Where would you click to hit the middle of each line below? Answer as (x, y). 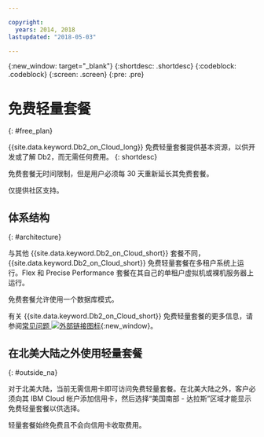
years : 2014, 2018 (46, 29)
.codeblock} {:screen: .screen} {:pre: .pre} (76, 75)
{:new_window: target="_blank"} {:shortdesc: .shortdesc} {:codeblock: (123, 66)
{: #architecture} (35, 237)
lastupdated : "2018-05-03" (52, 37)
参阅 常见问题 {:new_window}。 (83, 326)
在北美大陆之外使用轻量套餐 (75, 353)
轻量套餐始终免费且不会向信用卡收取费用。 (77, 424)
